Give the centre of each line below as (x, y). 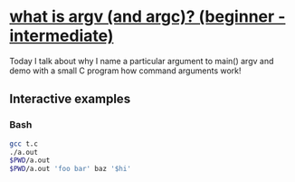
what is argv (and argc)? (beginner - (147, 17)
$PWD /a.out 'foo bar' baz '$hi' (70, 169)
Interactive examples (70, 99)
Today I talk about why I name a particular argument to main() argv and (142, 61)
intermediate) (62, 36)
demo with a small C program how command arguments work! (125, 71)
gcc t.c (24, 144)
